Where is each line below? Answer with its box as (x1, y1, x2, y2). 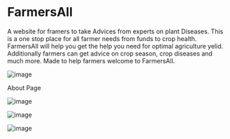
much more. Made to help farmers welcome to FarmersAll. (7, 56, 175, 65)
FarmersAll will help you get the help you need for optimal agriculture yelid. (7, 42, 224, 50)
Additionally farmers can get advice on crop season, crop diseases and (7, 49, 213, 58)
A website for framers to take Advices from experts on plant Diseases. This (7, 27, 224, 35)
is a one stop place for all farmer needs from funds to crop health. (7, 34, 197, 42)
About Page (7, 83, 41, 92)
